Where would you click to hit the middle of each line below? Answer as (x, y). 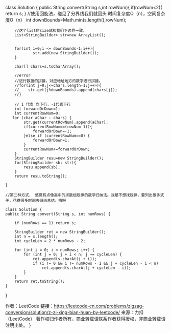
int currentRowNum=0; (37, 113)
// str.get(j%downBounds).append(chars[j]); (66, 90)
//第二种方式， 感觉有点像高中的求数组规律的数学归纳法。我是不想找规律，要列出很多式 (85, 195)
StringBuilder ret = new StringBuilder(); (60, 232)
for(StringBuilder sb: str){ (45, 163)
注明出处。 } (18, 325)
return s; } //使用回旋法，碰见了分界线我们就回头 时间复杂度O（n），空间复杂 (86, 13)
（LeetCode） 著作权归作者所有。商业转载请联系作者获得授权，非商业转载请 (86, 319)
